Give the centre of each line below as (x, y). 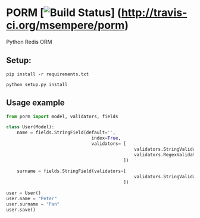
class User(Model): (30, 127)
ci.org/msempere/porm (65, 25)
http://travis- (154, 13)
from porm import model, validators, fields (62, 116)
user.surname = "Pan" (33, 204)
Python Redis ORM (29, 42)
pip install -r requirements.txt (48, 74)
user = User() (24, 193)
